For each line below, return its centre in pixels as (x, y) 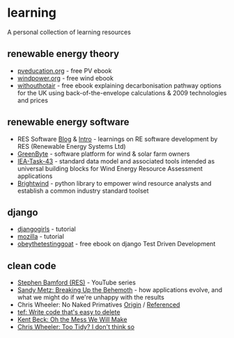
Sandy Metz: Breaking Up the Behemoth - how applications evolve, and (120, 290)
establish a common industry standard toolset (83, 191)
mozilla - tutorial (41, 236)
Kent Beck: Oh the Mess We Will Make (72, 320)
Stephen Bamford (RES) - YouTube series (76, 282)
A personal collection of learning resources (69, 32)
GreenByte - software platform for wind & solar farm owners (103, 154)
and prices (33, 100)
